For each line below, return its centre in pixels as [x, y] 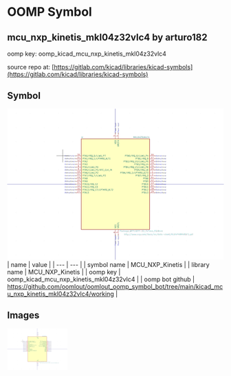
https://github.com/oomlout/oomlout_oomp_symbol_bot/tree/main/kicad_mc [115, 286]
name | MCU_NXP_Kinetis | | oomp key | [64, 272]
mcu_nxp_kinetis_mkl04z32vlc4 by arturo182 [107, 37]
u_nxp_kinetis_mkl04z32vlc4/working [61, 294]
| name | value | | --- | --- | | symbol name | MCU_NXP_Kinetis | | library [108, 264]
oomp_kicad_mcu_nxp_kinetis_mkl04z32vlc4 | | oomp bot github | [101, 279]
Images [23, 315]
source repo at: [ [31, 67]
